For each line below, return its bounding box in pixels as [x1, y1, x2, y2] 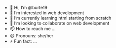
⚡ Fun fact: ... [9, 38, 37, 44]
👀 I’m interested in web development [9, 10, 84, 16]
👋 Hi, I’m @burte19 [9, 5, 48, 10]
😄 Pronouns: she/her [9, 33, 53, 39]
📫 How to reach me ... [9, 26, 56, 31]
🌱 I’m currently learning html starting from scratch [9, 15, 112, 21]
